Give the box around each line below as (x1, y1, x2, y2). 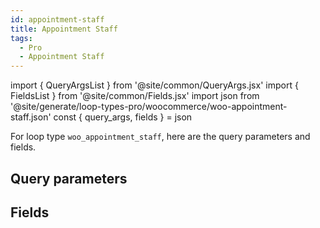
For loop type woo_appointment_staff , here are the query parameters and (10, 131, 311, 143)
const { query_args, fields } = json (53, 111, 193, 123)
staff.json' (10, 111, 52, 123)
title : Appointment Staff (10, 24, 118, 34)
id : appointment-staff (10, 14, 105, 25)
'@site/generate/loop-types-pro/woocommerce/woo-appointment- (10, 101, 288, 113)
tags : (10, 33, 33, 43)
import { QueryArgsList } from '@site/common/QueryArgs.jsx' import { (10, 79, 299, 91)
